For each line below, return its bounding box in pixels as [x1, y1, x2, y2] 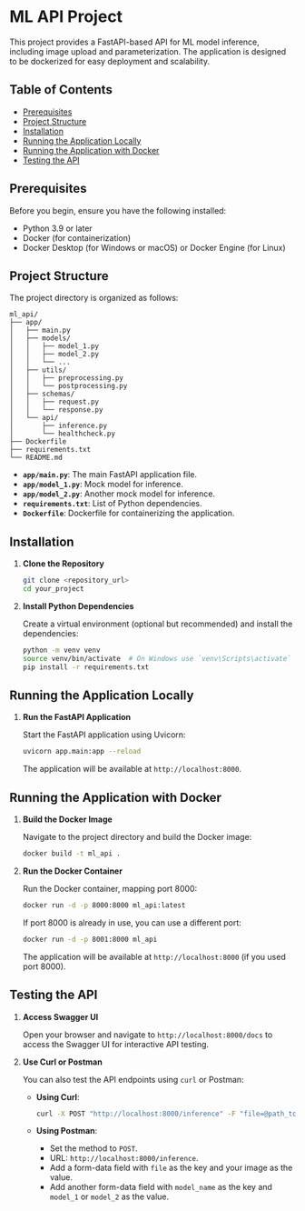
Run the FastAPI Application [22, 712, 132, 723]
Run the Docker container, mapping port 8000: [22, 883, 198, 894]
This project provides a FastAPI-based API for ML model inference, [9, 36, 261, 47]
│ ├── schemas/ [9, 389, 75, 399]
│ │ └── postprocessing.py [9, 382, 128, 391]
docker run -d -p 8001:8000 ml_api [22, 935, 158, 944]
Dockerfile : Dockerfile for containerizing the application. [22, 507, 235, 519]
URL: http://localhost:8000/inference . [49, 1153, 199, 1164]
